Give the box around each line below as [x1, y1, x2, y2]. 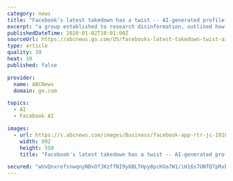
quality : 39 [7, 49, 42, 56]
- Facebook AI [13, 112, 54, 120]
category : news [7, 10, 51, 17]
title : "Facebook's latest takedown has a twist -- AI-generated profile [7, 17, 225, 24]
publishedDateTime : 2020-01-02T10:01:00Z [7, 29, 129, 37]
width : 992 [19, 138, 51, 145]
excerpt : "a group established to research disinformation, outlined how [7, 23, 225, 30]
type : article [7, 42, 49, 49]
